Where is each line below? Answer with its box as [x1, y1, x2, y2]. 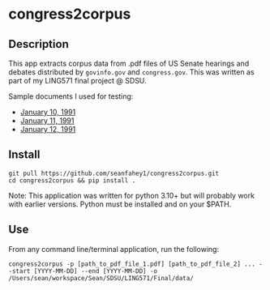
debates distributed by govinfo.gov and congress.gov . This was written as [8, 67, 255, 77]
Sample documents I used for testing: [8, 92, 134, 101]
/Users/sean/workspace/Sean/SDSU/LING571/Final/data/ [8, 274, 195, 282]
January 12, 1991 [19, 125, 76, 134]
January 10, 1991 [19, 107, 76, 117]
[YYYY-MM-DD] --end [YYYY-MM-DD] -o [33, 267, 158, 275]
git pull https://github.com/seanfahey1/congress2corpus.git [8, 169, 220, 177]
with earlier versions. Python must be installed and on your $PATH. [8, 199, 232, 209]
